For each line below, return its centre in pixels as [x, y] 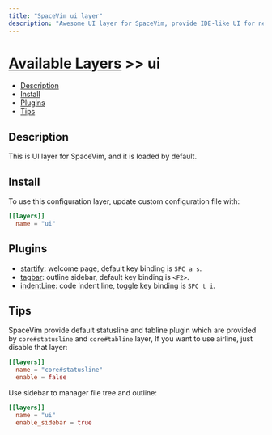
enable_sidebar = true [54, 422]
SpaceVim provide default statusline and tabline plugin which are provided [132, 330]
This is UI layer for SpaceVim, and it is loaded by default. [102, 156]
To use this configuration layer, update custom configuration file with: [124, 201]
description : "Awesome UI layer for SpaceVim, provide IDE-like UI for [132, 23]
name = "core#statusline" [59, 370]
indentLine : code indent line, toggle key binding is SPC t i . [118, 285]
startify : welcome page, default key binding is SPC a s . [111, 268]
